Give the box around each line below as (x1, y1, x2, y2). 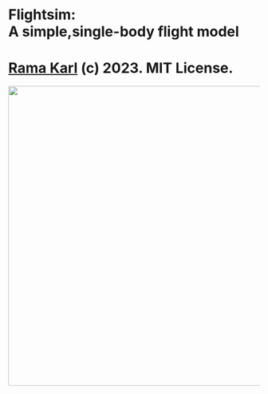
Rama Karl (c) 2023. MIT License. (8, 59, 234, 78)
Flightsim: (8, 6, 76, 24)
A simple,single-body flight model (8, 22, 239, 41)
